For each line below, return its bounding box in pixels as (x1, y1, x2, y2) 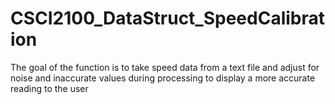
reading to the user (10, 82, 89, 94)
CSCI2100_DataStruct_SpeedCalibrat (10, 7, 326, 30)
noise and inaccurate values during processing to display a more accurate (10, 72, 316, 84)
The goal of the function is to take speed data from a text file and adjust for (10, 61, 320, 73)
